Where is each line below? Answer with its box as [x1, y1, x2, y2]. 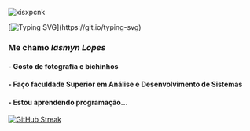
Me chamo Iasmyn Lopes [8, 42, 106, 53]
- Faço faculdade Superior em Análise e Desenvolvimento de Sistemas [8, 79, 243, 89]
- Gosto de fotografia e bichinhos [8, 61, 119, 71]
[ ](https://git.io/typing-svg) [8, 23, 142, 31]
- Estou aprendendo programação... [8, 97, 128, 107]
